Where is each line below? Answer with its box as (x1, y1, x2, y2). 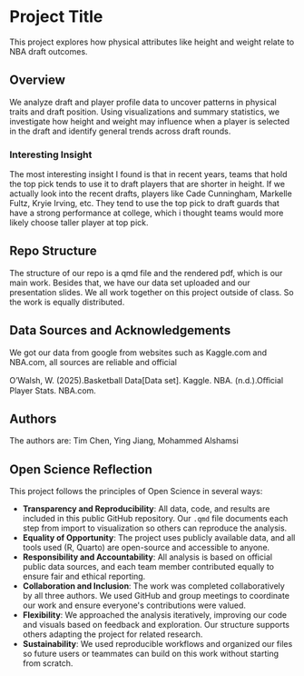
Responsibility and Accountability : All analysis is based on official (22, 552, 273, 562)
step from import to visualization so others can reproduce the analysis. (22, 522, 288, 533)
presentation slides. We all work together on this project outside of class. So (9, 286, 294, 297)
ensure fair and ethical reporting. (22, 571, 146, 582)
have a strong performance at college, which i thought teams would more (9, 207, 284, 219)
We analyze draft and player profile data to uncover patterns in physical (9, 96, 277, 107)
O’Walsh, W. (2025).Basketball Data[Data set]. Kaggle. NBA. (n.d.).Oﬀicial (9, 374, 284, 385)
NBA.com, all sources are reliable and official (9, 356, 177, 367)
